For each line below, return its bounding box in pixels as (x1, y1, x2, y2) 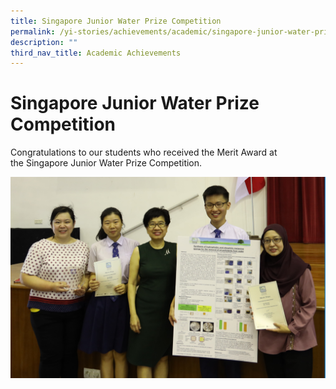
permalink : (10, 26, 56, 37)
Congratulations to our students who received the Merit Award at (10, 146, 278, 159)
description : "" (10, 37, 78, 47)
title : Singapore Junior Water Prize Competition (10, 16, 222, 26)
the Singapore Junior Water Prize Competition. (10, 157, 203, 169)
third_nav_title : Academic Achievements (10, 48, 182, 58)
